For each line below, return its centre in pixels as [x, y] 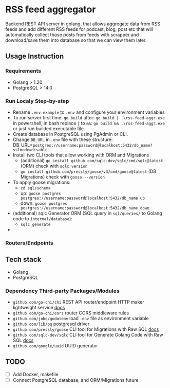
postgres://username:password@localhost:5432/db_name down [85, 208]
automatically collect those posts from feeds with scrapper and [72, 34]
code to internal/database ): [43, 218]
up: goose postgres [41, 193]
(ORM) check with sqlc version [54, 166]
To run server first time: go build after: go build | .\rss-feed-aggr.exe [89, 117]
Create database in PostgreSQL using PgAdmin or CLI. [70, 134]
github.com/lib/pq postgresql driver [51, 324]
